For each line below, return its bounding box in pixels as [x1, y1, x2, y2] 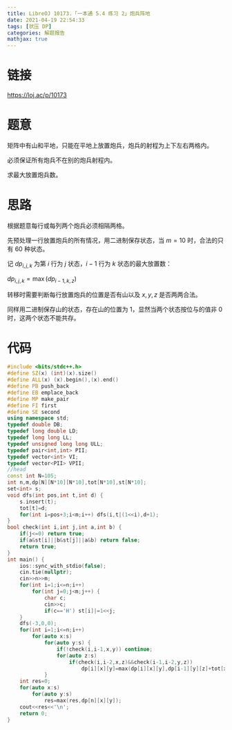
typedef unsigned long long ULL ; [7, 440, 104, 447]
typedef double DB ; [7, 422, 64, 428]
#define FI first [7, 402, 57, 409]
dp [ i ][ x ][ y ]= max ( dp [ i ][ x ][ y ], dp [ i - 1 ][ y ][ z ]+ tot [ [81, 665, 224, 672]
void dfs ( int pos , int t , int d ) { [7, 491, 104, 499]
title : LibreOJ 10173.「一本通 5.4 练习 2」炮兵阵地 [7, 10, 151, 17]
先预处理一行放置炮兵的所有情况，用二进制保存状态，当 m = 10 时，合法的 [7, 236, 218, 244]
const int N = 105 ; [7, 473, 57, 480]
